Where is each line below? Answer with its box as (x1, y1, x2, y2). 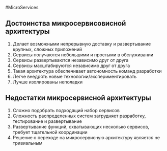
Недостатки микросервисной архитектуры (5, 94, 151, 102)
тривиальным (12, 140, 43, 146)
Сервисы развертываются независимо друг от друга (12, 57, 129, 63)
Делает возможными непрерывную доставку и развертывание (12, 40, 151, 47)
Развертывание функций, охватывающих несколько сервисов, (12, 123, 149, 130)
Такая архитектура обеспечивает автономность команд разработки (12, 68, 162, 74)
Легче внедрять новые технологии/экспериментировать (12, 73, 137, 79)
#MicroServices (5, 5, 39, 10)
